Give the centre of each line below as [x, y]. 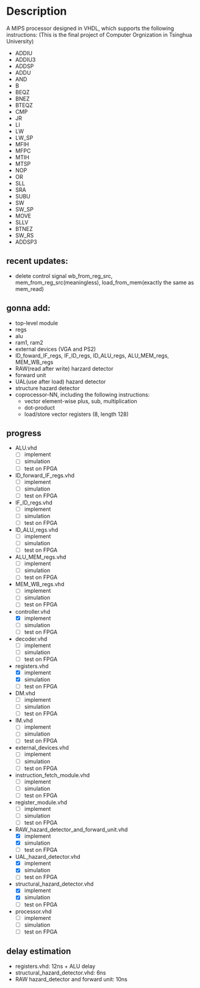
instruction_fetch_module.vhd [52, 775]
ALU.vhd [26, 448]
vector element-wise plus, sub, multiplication [80, 401]
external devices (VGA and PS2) [55, 349]
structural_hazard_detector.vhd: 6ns [60, 973]
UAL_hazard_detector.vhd [48, 857]
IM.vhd [24, 720]
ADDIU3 [25, 59]
